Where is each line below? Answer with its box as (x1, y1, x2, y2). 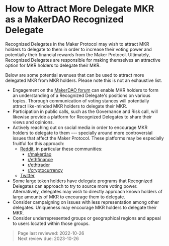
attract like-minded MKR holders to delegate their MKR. (12, 103, 127, 109)
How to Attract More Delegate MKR (5, 3, 154, 15)
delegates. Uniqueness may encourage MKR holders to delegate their (12, 204, 157, 210)
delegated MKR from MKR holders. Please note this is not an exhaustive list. (5, 77, 162, 83)
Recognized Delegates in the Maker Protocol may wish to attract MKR (5, 41, 149, 47)
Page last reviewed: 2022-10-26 (17, 230, 84, 236)
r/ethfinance (27, 156, 53, 162)
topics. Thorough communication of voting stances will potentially (12, 97, 149, 103)
